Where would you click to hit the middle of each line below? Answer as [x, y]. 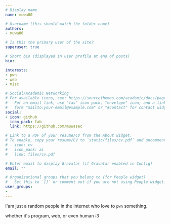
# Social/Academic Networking [37, 94]
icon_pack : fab [26, 122]
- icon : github [21, 117]
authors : [14, 28]
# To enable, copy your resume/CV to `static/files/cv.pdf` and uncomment [86, 140]
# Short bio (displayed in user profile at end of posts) [68, 56]
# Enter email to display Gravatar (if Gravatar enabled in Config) [79, 163]
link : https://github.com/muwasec [46, 126]
